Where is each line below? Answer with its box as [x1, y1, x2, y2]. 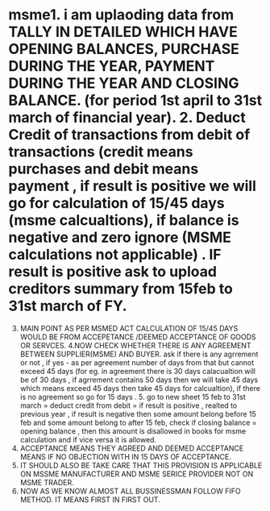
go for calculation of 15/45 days [8, 194, 225, 213]
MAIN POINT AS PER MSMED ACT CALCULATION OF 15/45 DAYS [19, 323, 239, 333]
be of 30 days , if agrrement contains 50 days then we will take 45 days [19, 375, 259, 384]
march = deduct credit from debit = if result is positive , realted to [19, 401, 238, 410]
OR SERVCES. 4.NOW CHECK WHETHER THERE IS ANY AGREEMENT [19, 340, 251, 350]
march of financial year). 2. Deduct [8, 109, 246, 127]
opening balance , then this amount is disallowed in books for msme [19, 426, 247, 436]
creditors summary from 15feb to [8, 280, 234, 298]
